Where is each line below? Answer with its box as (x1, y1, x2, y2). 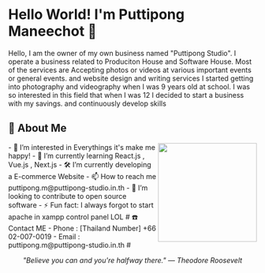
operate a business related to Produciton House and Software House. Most (8, 57, 252, 66)
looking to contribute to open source (8, 191, 127, 200)
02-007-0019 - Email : (8, 231, 80, 241)
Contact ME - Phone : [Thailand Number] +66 (8, 223, 156, 233)
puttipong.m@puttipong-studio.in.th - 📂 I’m (8, 183, 148, 193)
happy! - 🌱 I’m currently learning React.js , (8, 151, 145, 160)
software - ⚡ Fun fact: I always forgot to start (8, 200, 154, 210)
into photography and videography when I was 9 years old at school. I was (8, 81, 251, 92)
